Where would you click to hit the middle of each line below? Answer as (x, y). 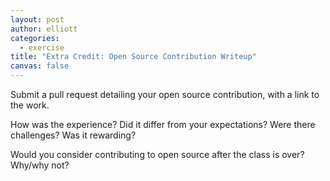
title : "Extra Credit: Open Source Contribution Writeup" (133, 57)
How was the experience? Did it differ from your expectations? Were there (163, 124)
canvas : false (40, 66)
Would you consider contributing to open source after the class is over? (157, 154)
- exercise (42, 47)
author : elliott (44, 29)
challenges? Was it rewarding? (73, 135)
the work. (30, 105)
